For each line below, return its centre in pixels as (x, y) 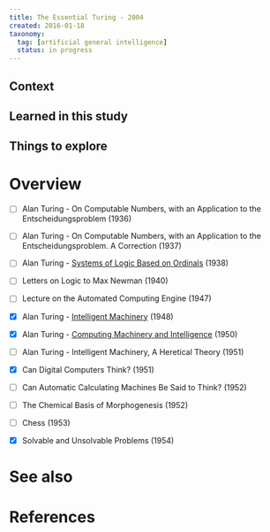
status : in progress (55, 50)
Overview (45, 185)
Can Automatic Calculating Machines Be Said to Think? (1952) (134, 387)
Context (32, 86)
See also (41, 477)
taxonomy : (27, 34)
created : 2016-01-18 (47, 26)
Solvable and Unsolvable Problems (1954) (98, 440)
